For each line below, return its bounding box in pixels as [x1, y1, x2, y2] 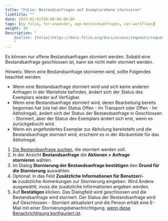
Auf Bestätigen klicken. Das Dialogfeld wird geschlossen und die [12, 188, 146, 195]
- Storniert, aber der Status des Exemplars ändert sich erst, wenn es [12, 115, 153, 121]
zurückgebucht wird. [12, 120, 55, 126]
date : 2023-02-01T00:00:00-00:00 [5, 16, 75, 21]
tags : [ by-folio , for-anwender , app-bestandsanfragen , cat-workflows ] [5, 21, 155, 26]
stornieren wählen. [12, 157, 52, 163]
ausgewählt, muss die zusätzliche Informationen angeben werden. [12, 183, 149, 189]
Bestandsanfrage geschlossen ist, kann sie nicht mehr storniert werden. [5, 58, 153, 65]
